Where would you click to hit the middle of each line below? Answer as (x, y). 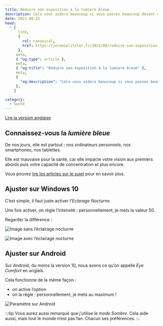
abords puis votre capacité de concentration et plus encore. (65, 164)
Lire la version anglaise (28, 118)
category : (15, 99)
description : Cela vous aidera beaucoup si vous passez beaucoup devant (80, 14)
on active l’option (29, 289)
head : (10, 23)
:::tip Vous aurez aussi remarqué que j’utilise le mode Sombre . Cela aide (77, 313)
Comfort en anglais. (25, 270)
